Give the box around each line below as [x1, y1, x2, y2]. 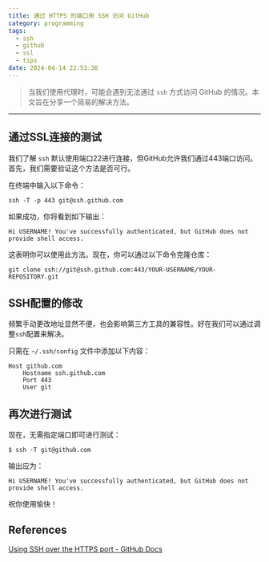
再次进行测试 [8, 407, 72, 421]
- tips [15, 57, 38, 65]
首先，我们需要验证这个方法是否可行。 [8, 163, 134, 173]
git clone [8, 266, 42, 274]
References [8, 523, 67, 536]
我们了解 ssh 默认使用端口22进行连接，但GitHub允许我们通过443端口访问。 [8, 153, 258, 163]
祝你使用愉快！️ [8, 499, 58, 509]
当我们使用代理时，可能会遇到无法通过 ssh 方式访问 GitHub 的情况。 [27, 87, 252, 96]
